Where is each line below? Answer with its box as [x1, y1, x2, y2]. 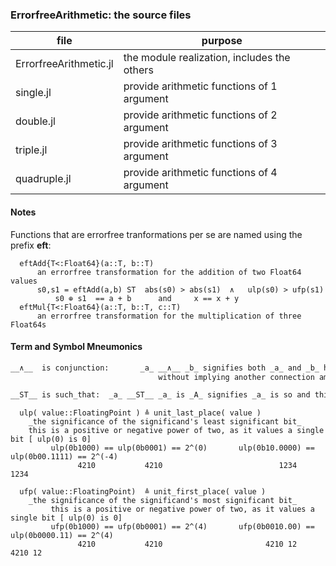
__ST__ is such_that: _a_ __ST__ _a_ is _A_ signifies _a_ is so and [10, 390, 311, 400]
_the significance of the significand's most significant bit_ [28, 496, 298, 506]
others [123, 63, 154, 77]
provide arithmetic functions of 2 [123, 108, 278, 122]
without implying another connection [158, 372, 315, 382]
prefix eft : [10, 239, 52, 251]
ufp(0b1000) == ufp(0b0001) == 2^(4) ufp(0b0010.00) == [50, 522, 315, 532]
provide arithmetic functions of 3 [123, 137, 278, 151]
